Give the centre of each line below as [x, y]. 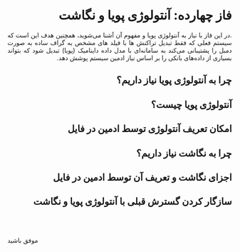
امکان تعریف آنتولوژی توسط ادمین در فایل [150, 129]
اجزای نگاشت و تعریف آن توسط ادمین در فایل [142, 177]
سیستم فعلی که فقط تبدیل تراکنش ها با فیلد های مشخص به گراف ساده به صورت [120, 42]
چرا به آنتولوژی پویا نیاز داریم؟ [174, 80]
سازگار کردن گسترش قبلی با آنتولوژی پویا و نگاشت [132, 202]
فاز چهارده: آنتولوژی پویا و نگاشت [145, 15]
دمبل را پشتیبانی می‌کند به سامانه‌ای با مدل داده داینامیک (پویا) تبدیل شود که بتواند [120, 50]
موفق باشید [23, 240]
